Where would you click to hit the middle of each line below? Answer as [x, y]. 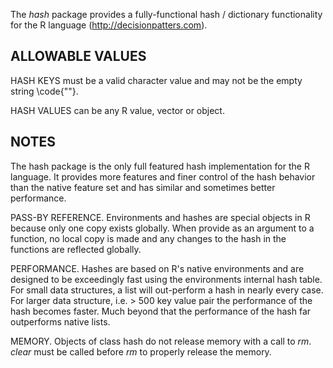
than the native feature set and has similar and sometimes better [143, 187]
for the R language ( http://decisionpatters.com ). [109, 25]
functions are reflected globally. [76, 249]
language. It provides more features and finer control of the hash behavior [163, 176]
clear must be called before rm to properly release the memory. [141, 351]
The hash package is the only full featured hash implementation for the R [160, 166]
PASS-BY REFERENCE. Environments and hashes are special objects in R [160, 217]
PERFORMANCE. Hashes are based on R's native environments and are [157, 268]
